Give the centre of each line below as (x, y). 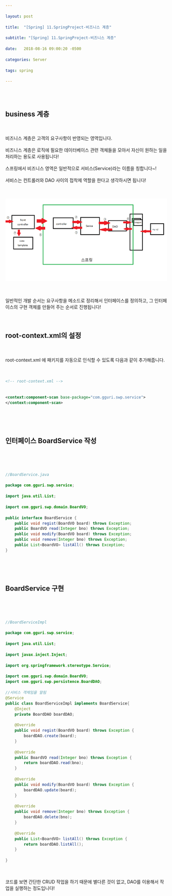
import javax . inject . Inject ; (36, 655)
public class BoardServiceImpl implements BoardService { (68, 703)
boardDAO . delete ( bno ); (48, 817)
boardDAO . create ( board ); (50, 736)
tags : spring (19, 70)
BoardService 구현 (35, 589)
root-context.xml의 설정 (43, 336)
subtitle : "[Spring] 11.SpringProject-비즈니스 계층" (61, 38)
